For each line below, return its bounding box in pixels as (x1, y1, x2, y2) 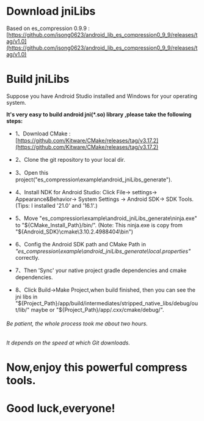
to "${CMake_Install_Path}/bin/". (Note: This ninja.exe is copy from (15, 221, 183, 229)
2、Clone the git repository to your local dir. (15, 156, 126, 163)
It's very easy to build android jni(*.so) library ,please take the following (6, 110, 192, 118)
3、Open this (15, 169, 49, 176)
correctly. (15, 254, 40, 261)
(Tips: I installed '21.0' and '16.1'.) (15, 202, 98, 209)
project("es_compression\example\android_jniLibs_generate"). (15, 176, 172, 183)
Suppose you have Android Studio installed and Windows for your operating (6, 92, 197, 99)
